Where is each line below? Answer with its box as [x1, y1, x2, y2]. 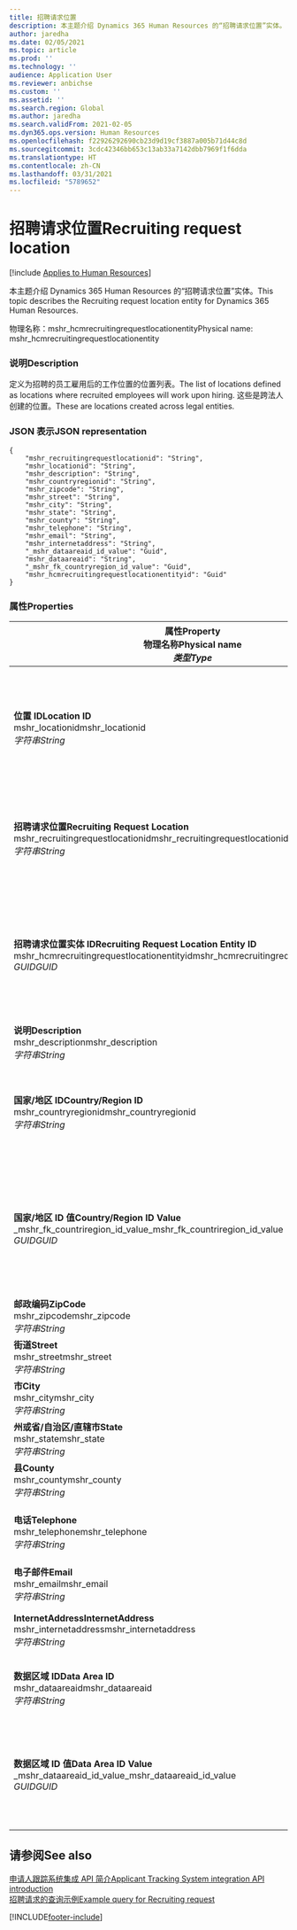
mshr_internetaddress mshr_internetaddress [13, 1623, 196, 1635]
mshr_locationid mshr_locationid [13, 721, 146, 734]
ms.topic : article [9, 46, 77, 55]
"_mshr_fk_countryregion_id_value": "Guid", [25, 562, 192, 572]
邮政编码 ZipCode [13, 1297, 87, 1310]
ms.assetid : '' [9, 95, 65, 105]
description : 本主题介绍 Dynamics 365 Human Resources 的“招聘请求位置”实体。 [9, 21, 286, 30]
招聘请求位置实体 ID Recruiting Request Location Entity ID [13, 938, 257, 950]
